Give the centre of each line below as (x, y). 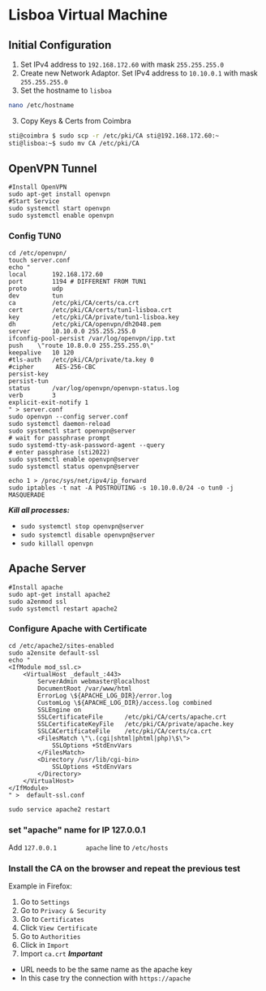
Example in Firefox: (41, 886)
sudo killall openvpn (56, 543)
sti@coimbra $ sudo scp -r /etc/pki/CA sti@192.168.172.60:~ (114, 136)
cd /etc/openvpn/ (38, 253)
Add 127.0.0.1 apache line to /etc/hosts (88, 848)
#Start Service (34, 202)
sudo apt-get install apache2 (60, 594)
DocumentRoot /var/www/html (85, 689)
